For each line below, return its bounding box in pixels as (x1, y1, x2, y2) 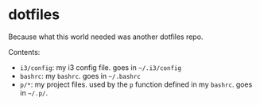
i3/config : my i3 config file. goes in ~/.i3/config (19, 62, 181, 72)
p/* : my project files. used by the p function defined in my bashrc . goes (19, 80, 253, 89)
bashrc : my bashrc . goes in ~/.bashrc (19, 71, 142, 80)
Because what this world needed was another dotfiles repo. (8, 32, 204, 41)
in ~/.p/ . (19, 87, 49, 97)
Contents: (8, 47, 41, 56)
